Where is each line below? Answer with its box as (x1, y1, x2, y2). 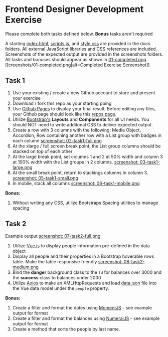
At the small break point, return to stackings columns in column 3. (12, 170, 148, 176)
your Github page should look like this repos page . (12, 111, 117, 117)
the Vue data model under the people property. (12, 285, 109, 291)
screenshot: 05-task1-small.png (12, 175, 79, 181)
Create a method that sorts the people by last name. (12, 326, 120, 332)
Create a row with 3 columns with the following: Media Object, (12, 127, 141, 133)
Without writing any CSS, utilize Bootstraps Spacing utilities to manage (12, 200, 159, 206)
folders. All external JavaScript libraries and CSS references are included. (5, 46, 157, 52)
